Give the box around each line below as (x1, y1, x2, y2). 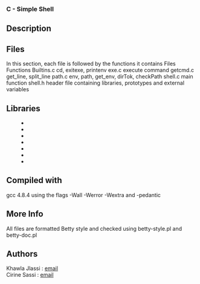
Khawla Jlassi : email (6, 265, 59, 272)
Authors (6, 248, 38, 259)
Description (6, 24, 51, 34)
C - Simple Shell (6, 5, 54, 13)
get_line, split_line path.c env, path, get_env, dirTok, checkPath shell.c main (6, 73, 193, 80)
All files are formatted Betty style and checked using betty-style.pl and (6, 225, 182, 232)
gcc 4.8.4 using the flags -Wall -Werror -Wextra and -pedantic (6, 191, 161, 198)
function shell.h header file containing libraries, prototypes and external (6, 79, 185, 86)
